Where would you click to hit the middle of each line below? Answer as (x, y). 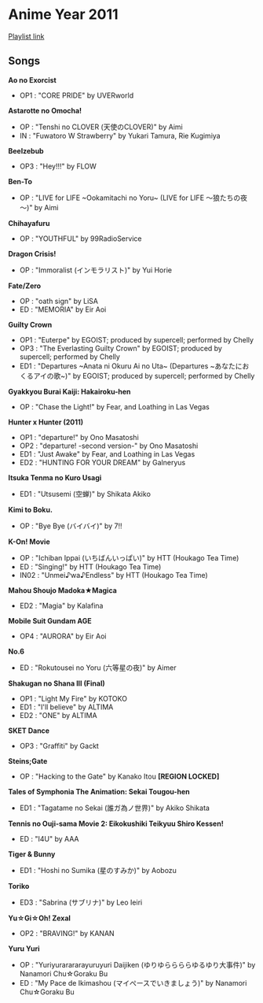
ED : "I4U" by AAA (49, 838)
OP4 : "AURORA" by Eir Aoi (63, 636)
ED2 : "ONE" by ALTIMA (58, 715)
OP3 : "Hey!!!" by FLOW (58, 166)
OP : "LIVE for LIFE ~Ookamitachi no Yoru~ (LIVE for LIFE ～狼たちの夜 (133, 198)
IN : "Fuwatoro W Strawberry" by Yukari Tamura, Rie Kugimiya (120, 135)
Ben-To (20, 181)
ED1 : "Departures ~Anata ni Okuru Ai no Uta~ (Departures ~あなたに (131, 366)
